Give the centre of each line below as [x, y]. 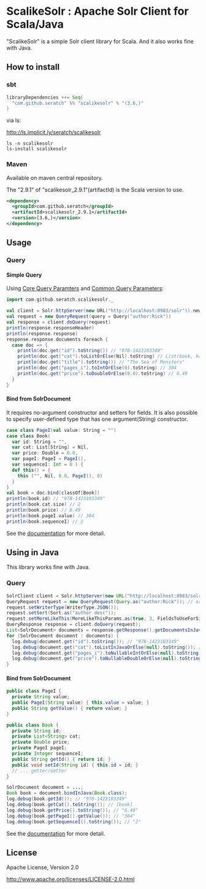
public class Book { [33, 725]
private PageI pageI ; [40, 748]
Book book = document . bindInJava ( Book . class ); [67, 793]
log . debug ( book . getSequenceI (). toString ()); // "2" [74, 822]
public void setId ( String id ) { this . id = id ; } [75, 765]
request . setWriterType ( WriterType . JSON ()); [63, 607]
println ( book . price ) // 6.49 [44, 510]
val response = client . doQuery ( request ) [59, 322]
